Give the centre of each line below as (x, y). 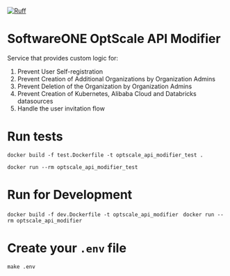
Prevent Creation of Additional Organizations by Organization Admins (116, 79)
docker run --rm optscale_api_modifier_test (73, 167)
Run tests (35, 137)
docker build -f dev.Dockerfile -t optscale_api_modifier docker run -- (115, 214)
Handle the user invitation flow (61, 108)
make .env (22, 267)
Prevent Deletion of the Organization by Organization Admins (105, 86)
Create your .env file (67, 248)
